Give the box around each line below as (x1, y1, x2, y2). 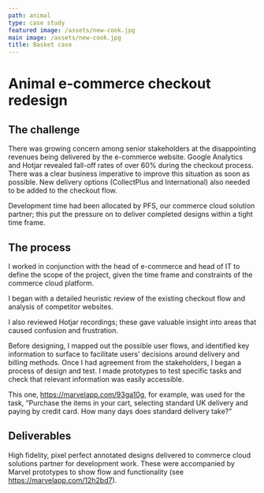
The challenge (8, 123, 80, 136)
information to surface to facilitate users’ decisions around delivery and (8, 349, 240, 359)
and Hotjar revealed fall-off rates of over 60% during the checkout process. (8, 161, 254, 170)
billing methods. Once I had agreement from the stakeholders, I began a (8, 357, 242, 367)
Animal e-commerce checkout (8, 75, 211, 93)
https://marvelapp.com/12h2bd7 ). (8, 475, 117, 485)
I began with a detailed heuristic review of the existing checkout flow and (8, 293, 246, 303)
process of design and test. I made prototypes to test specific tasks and (8, 366, 242, 375)
